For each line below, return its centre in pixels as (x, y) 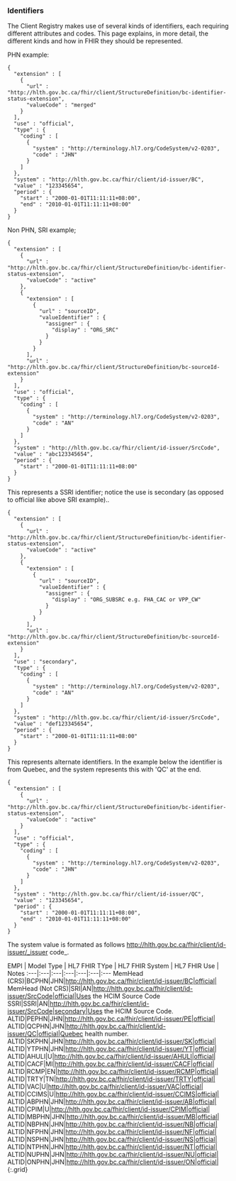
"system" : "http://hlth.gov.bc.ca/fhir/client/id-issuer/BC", (109, 180)
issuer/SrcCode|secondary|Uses (55, 1011)
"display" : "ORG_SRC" (85, 330)
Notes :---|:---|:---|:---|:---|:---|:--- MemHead (75, 974)
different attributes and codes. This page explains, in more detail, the (108, 33)
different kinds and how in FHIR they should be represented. (95, 41)
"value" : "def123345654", (54, 724)
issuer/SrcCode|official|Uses (49, 996)
